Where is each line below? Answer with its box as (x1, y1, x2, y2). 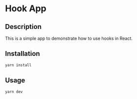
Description (5, 23, 42, 31)
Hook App (5, 3, 46, 14)
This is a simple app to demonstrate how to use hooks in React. (5, 35, 133, 41)
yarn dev (5, 89, 23, 94)
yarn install (5, 62, 32, 68)
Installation (5, 49, 40, 58)
